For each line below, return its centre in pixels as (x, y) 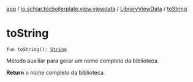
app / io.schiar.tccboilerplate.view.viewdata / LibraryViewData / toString (97, 9)
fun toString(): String (37, 49)
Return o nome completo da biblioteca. (56, 72)
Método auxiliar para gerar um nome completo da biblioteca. (83, 61)
